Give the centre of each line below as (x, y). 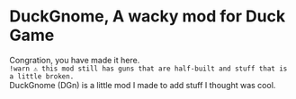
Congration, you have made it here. (75, 60)
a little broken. (42, 76)
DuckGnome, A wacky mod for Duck (148, 16)
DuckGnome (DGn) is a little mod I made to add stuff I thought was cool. (143, 85)
